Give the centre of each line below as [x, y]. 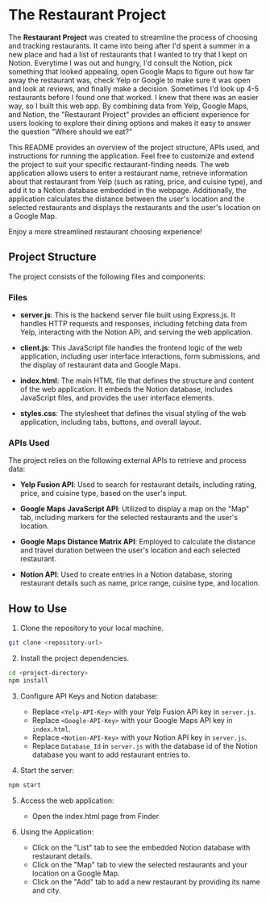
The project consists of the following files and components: [107, 276]
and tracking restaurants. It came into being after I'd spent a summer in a [129, 45]
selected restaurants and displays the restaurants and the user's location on [135, 207]
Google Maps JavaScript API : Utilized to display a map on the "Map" [135, 509]
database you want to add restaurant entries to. [111, 754]
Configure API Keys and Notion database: [89, 695]
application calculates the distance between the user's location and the [127, 199]
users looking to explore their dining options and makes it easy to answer [130, 123]
